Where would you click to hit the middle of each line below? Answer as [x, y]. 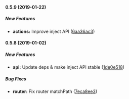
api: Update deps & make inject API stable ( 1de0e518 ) [69, 67]
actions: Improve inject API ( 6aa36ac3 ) [54, 31]
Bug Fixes [16, 79]
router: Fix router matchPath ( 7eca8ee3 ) [55, 91]
